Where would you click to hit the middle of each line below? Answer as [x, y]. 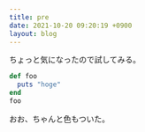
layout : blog [33, 33]
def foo [23, 77]
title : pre [29, 17]
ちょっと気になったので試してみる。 [75, 60]
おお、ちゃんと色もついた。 [60, 119]
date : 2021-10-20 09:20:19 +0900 [71, 26]
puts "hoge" [39, 84]
